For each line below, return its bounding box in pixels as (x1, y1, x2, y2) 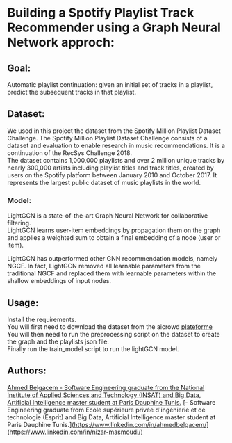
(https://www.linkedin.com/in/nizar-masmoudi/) (7, 428, 144, 436)
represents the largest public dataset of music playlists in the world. (7, 178, 201, 186)
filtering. (7, 219, 31, 227)
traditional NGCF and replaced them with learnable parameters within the (7, 269, 217, 277)
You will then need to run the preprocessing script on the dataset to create (7, 330, 220, 338)
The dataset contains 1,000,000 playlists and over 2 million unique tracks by (7, 156, 225, 164)
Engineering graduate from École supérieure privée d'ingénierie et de (7, 405, 206, 414)
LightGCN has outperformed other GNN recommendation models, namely (7, 255, 218, 263)
